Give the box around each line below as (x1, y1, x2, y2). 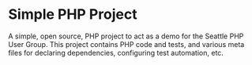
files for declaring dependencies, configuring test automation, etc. (8, 48, 224, 57)
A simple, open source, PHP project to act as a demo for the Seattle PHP (8, 31, 244, 41)
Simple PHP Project (8, 5, 137, 23)
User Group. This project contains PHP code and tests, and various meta (8, 39, 245, 49)
